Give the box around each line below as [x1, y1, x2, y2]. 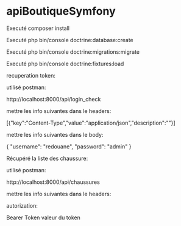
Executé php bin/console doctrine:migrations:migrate [6, 48, 140, 56]
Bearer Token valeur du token [6, 214, 80, 221]
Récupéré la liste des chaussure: [6, 155, 88, 162]
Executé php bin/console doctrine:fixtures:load [6, 60, 124, 67]
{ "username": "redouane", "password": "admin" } [6, 142, 132, 150]
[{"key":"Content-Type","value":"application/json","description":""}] [6, 119, 176, 126]
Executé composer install [6, 24, 70, 32]
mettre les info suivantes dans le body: [6, 131, 104, 138]
